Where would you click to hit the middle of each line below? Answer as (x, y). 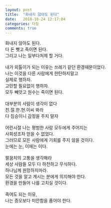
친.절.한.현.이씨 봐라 (24, 110)
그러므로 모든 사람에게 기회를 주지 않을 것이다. (50, 140)
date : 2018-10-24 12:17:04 (35, 19)
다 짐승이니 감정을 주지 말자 (32, 116)
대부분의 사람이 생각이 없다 (31, 104)
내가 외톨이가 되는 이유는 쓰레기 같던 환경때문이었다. (55, 67)
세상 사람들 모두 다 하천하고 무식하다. (41, 164)
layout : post (19, 10)
